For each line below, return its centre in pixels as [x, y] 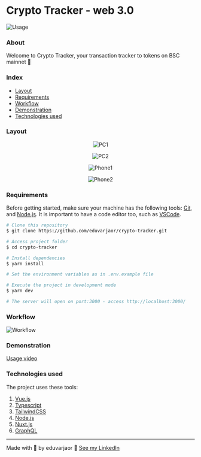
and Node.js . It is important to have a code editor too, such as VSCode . [94, 214]
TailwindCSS [31, 411]
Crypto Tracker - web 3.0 [70, 10]
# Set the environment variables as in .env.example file [80, 274]
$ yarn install [25, 264]
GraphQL [26, 430]
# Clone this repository [37, 225]
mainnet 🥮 [19, 62]
